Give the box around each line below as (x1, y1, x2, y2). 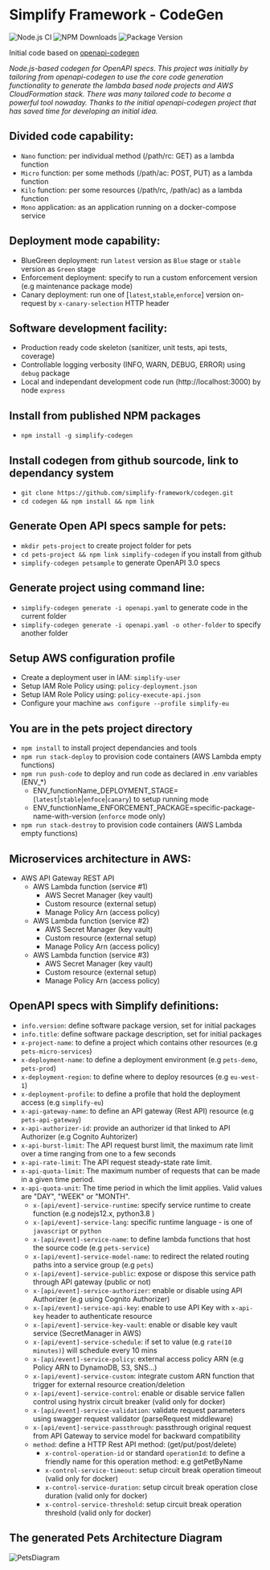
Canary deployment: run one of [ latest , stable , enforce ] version (20, 290, 231, 299)
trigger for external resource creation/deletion (32, 1379, 186, 1389)
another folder (20, 628, 69, 637)
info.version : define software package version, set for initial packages (20, 1020, 256, 1030)
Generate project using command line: (9, 581, 206, 595)
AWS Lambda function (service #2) (32, 916, 149, 926)
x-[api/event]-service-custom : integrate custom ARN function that (32, 1370, 256, 1381)
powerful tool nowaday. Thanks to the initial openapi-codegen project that (9, 97, 256, 107)
